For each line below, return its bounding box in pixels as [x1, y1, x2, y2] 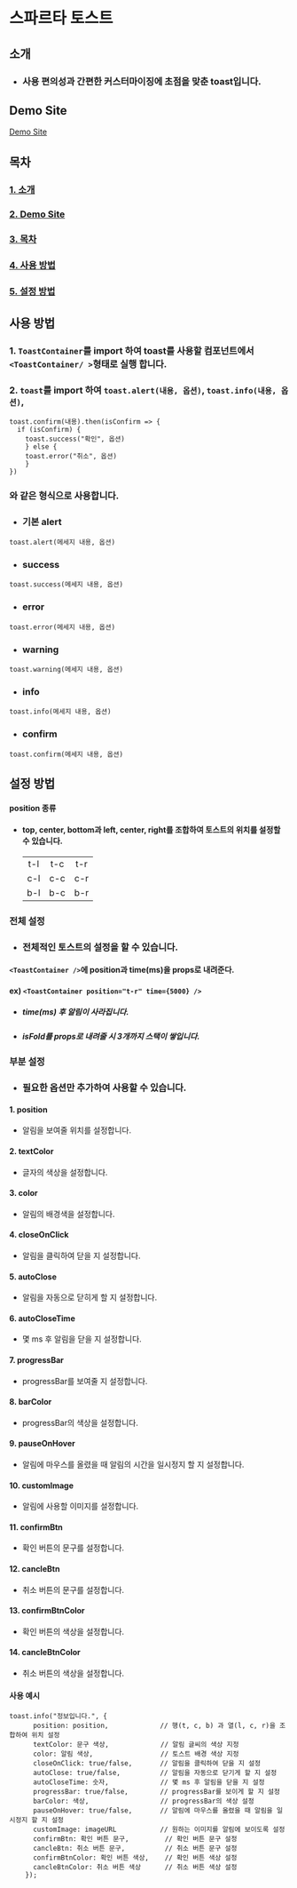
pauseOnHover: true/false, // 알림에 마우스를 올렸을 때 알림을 [32, 1806, 273, 1815]
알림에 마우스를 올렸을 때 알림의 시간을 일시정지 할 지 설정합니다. [21, 1459, 245, 1470]
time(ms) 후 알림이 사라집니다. [21, 1007, 129, 1017]
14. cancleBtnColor [9, 1647, 82, 1658]
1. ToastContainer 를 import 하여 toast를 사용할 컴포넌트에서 [9, 344, 254, 356]
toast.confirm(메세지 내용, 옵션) [9, 750, 124, 759]
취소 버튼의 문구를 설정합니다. [21, 1584, 125, 1595]
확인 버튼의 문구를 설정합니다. [21, 1542, 125, 1553]
